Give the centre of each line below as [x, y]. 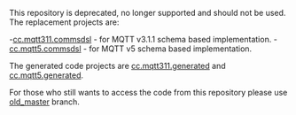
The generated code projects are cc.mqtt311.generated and [117, 66]
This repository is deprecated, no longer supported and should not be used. [148, 13]
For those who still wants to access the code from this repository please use [148, 92]
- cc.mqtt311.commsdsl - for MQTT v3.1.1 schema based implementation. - [143, 39]
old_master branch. [44, 102]
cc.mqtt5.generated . [47, 75]
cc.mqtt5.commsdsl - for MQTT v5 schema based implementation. [131, 49]
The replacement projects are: [64, 22]
